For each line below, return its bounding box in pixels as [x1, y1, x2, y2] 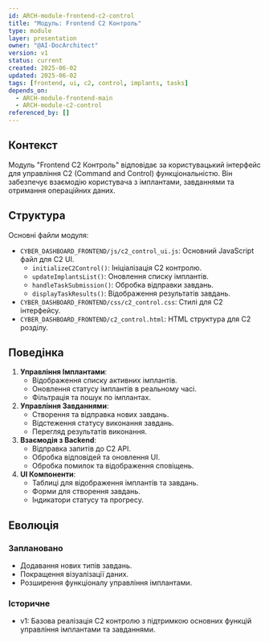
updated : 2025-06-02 [8, 72, 78, 80]
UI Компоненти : [19, 469, 76, 479]
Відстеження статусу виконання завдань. [31, 419, 174, 428]
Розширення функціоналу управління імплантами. [19, 578, 193, 587]
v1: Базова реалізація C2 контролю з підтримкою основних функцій [19, 616, 252, 626]
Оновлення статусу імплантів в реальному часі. [31, 384, 197, 394]
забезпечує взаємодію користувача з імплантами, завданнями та [8, 177, 234, 186]
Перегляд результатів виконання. [31, 427, 147, 436]
